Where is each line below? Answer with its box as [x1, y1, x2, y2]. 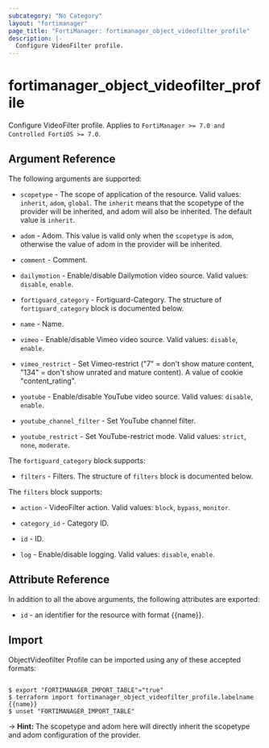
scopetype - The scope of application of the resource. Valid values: [19, 189, 242, 198]
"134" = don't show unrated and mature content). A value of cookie [19, 367, 243, 377]
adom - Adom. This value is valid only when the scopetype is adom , [19, 231, 234, 240]
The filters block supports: [8, 487, 103, 496]
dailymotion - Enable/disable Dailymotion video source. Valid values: [19, 270, 249, 280]
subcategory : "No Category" [8, 11, 103, 20]
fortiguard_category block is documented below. [19, 303, 184, 313]
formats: [8, 663, 36, 673]
